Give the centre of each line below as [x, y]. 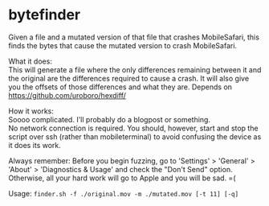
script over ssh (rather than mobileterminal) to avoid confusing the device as [135, 136]
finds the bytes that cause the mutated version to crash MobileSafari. [123, 45]
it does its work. [35, 145]
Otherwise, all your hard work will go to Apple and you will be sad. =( [122, 178]
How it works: [31, 111]
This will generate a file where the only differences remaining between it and [135, 69]
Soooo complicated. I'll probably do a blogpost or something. [110, 119]
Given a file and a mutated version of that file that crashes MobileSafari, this [134, 37]
